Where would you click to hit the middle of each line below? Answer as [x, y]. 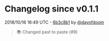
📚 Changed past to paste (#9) [47, 32]
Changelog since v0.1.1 [52, 9]
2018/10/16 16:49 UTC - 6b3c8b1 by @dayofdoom [54, 22]
